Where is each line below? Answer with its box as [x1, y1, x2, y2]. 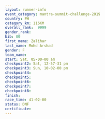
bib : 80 [5, 34, 21, 39]
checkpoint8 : [5, 88, 31, 93]
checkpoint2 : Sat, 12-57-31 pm [5, 61, 68, 66]
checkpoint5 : [5, 75, 31, 80]
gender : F [5, 48, 25, 52]
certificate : [5, 106, 31, 112]
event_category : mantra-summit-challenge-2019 [5, 12, 101, 17]
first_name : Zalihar [5, 39, 47, 44]
